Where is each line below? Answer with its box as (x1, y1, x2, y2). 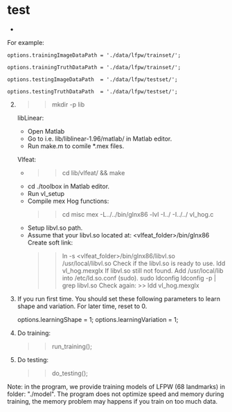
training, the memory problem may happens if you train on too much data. (7, 397, 218, 405)
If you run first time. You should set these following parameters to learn (17, 294, 220, 303)
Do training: (17, 328, 51, 337)
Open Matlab (27, 127, 65, 135)
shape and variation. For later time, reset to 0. (17, 302, 148, 310)
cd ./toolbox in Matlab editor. (27, 182, 109, 190)
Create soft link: (27, 238, 73, 247)
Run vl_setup (27, 189, 64, 197)
